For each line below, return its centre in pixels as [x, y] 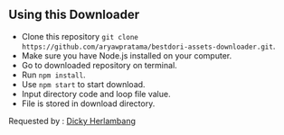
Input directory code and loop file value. [96, 94]
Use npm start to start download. [83, 84]
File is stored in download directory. [88, 103]
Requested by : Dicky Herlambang [72, 121]
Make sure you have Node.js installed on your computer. [127, 55]
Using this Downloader [74, 15]
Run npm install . [54, 75]
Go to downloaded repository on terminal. [99, 65]
